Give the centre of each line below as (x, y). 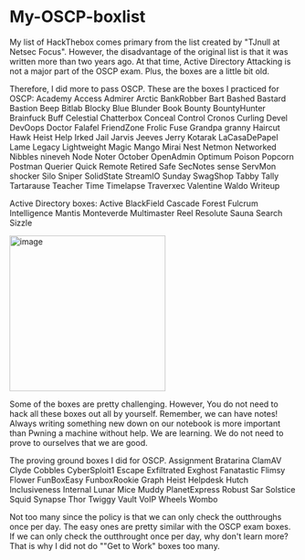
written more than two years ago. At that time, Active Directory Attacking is (150, 61)
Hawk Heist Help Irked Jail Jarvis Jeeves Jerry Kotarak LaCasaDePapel (144, 137)
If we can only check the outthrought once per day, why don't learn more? (149, 536)
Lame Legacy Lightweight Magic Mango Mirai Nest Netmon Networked (143, 147)
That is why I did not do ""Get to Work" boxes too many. (115, 545)
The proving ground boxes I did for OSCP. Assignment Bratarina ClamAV (146, 460)
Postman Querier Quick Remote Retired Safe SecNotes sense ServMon (143, 166)
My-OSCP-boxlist (78, 17)
